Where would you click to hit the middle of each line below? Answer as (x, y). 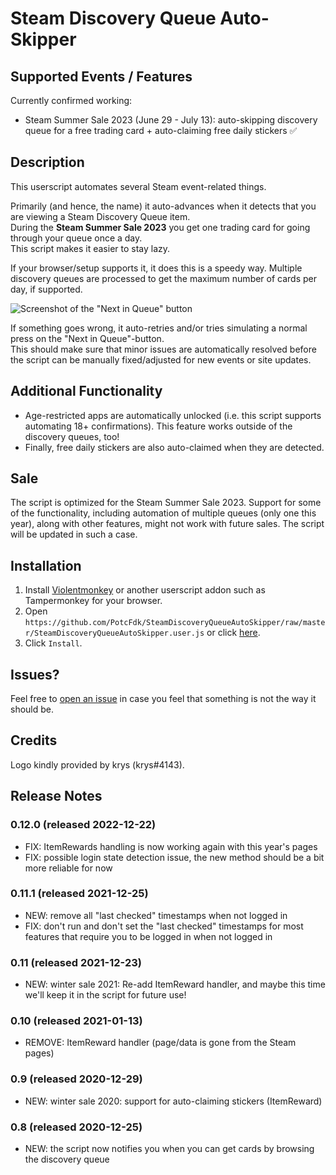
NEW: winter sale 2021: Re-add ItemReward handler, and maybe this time (175, 984)
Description (47, 162)
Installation (46, 565)
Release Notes (56, 796)
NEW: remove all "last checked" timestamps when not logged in (156, 915)
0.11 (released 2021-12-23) (76, 962)
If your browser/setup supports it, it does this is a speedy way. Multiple (156, 268)
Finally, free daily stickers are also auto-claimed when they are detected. (174, 447)
